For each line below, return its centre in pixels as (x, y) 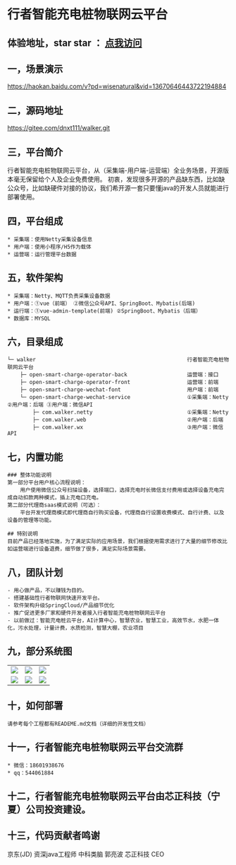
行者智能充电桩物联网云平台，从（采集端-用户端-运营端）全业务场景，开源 (115, 170)
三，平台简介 (35, 152)
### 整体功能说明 (29, 475)
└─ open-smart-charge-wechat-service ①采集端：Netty (124, 397)
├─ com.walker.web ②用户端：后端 (128, 420)
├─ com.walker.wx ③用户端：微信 (128, 428)
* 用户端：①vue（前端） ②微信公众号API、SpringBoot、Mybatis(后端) (101, 303)
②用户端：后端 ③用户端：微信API (50, 405)
